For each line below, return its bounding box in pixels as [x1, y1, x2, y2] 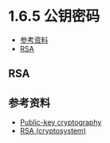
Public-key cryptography [19, 118, 102, 127]
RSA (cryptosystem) [19, 126, 86, 136]
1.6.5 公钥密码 [8, 7, 100, 25]
